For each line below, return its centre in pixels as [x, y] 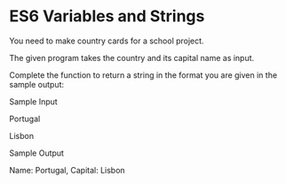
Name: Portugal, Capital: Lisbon [68, 170]
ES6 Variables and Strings [107, 16]
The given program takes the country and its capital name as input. [132, 57]
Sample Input [33, 101]
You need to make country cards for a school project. [107, 41]
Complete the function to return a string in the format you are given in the [143, 75]
